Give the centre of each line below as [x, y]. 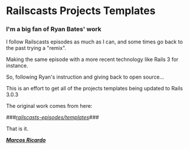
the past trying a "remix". [36, 48]
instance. [17, 66]
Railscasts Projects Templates [81, 11]
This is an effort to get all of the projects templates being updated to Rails [94, 89]
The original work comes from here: [49, 106]
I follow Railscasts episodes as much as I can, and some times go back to [94, 42]
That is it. [17, 129]
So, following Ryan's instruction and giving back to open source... [85, 77]
